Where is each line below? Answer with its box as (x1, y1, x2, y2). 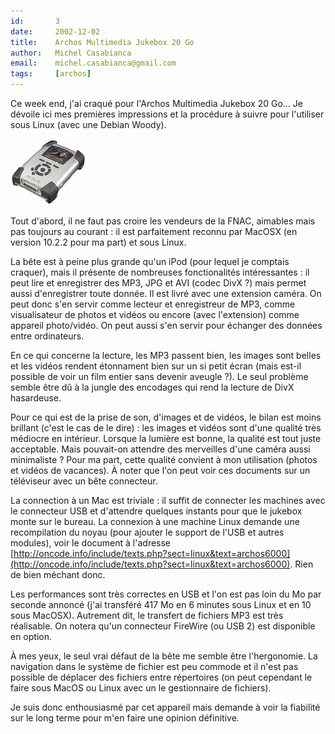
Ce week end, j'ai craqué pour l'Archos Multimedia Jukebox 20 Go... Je (10, 98, 303, 109)
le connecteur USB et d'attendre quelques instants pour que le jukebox (10, 505, 303, 517)
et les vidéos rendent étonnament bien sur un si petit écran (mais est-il (10, 360, 302, 372)
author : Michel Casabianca (10, 48, 132, 58)
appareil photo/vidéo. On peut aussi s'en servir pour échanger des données (10, 320, 323, 331)
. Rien (289, 558, 314, 570)
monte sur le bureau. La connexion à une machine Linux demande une (10, 516, 300, 527)
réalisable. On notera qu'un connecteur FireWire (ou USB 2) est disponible (10, 620, 316, 632)
